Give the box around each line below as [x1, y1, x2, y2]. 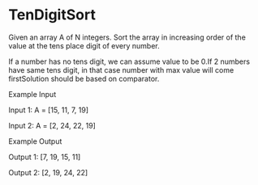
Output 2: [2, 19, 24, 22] [8, 167, 88, 177]
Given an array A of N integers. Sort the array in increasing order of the [8, 32, 246, 42]
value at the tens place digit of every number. [8, 40, 160, 50]
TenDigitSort [8, 6, 96, 24]
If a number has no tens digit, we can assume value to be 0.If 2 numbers [8, 57, 250, 66]
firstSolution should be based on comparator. [8, 74, 160, 83]
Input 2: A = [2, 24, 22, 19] [8, 120, 96, 130]
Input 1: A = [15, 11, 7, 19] [8, 105, 89, 115]
